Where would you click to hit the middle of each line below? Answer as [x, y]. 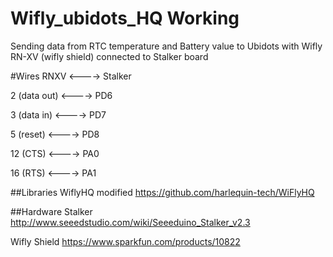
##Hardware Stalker [51, 211]
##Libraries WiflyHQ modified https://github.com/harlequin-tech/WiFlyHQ [162, 192]
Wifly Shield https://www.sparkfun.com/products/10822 [125, 241]
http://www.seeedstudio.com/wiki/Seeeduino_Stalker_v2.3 [130, 222]
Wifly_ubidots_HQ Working [125, 18]
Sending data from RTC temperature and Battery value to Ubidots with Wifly [166, 46]
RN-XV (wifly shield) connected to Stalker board [109, 56]
